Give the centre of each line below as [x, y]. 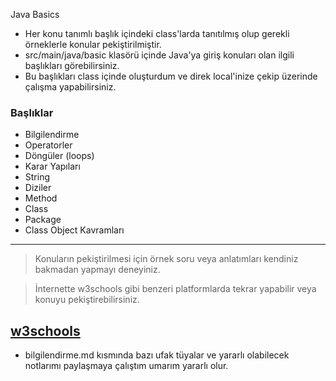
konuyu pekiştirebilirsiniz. [87, 300]
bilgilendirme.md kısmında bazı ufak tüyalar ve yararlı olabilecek [157, 355]
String [37, 177]
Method [41, 198]
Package [43, 220]
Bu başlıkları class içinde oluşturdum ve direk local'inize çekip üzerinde [171, 76]
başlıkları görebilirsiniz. [72, 65]
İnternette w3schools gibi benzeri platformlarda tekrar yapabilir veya [175, 289]
